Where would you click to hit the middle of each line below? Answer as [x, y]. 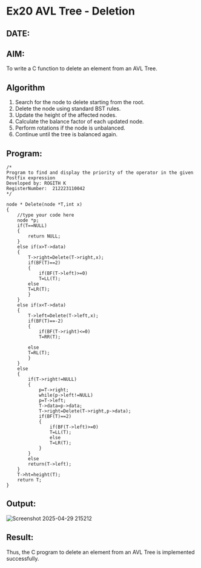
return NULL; [44, 236]
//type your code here [46, 215]
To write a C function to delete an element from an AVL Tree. [82, 68]
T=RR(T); [50, 337]
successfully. [23, 558]
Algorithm [26, 88]
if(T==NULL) [32, 226]
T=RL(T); [39, 353]
